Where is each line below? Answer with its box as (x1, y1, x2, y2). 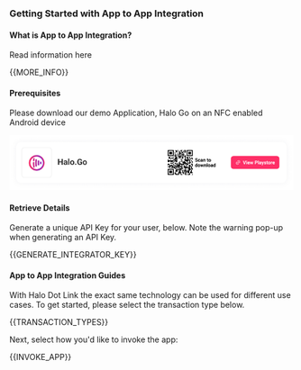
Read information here (9, 50, 93, 60)
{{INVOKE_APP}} (9, 352, 72, 363)
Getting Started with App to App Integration (9, 7, 205, 20)
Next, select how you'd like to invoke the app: (9, 334, 178, 345)
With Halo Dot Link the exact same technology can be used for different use (9, 290, 291, 301)
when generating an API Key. (9, 232, 117, 243)
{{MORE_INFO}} (9, 67, 69, 78)
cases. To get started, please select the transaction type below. (9, 300, 245, 311)
